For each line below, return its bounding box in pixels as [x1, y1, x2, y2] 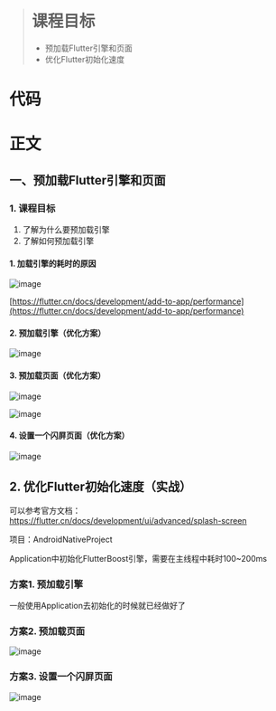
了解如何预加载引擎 [22, 235, 95, 246]
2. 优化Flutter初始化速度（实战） [9, 479, 192, 495]
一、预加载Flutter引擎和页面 [9, 172, 167, 188]
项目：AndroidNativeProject [9, 534, 113, 545]
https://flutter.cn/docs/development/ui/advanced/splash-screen [9, 515, 247, 526]
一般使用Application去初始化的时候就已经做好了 [9, 600, 187, 611]
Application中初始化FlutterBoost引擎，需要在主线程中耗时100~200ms [9, 553, 268, 564]
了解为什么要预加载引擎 [22, 224, 110, 234]
